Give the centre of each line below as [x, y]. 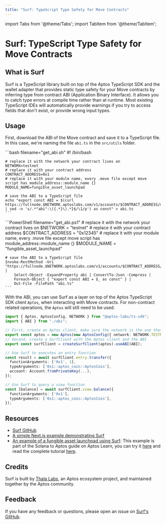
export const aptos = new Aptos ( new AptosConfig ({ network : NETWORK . [78, 335]
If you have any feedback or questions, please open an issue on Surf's [77, 511]
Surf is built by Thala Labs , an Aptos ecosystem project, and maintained [78, 479]
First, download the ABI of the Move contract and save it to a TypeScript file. [83, 138]
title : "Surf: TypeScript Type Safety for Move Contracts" [67, 10]
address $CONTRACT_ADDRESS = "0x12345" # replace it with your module [82, 233]
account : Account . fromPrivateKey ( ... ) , [51, 371]
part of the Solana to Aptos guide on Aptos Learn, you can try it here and [86, 446]
